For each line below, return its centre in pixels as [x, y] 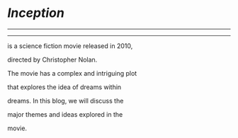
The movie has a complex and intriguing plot [72, 73]
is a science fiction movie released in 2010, [70, 46]
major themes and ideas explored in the [65, 114]
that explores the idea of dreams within [64, 87]
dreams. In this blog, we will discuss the [66, 100]
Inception [36, 13]
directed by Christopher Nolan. [52, 59]
